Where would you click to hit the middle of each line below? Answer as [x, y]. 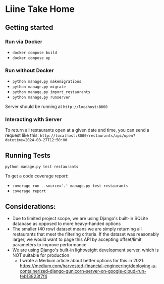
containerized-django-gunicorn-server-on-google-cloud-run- [83, 271]
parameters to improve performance [49, 245]
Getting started [29, 28]
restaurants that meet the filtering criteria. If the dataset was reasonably [86, 234]
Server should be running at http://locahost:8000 [56, 107]
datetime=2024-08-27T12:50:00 [36, 140]
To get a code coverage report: [37, 176]
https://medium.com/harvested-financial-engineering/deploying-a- [88, 266]
